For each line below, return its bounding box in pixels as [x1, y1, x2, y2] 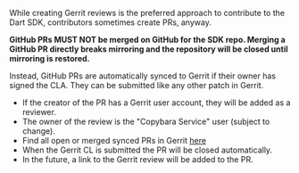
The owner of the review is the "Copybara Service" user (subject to [21, 116, 270, 127]
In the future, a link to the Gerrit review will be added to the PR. [21, 154, 253, 164]
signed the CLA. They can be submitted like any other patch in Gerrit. [9, 80, 264, 90]
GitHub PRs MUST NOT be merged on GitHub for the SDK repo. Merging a [9, 35, 286, 45]
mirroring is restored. [9, 54, 91, 63]
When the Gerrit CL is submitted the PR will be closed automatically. [21, 144, 273, 155]
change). [21, 126, 55, 136]
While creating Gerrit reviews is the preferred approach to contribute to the [9, 8, 286, 18]
